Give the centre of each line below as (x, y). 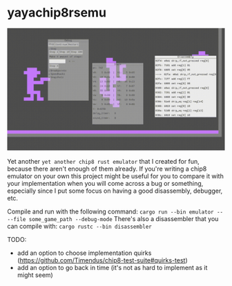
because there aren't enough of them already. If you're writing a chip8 (107, 169)
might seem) (35, 275)
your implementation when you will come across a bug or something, (105, 184)
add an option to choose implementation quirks (84, 253)
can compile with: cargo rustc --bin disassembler (79, 227)
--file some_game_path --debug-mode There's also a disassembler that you (113, 219)
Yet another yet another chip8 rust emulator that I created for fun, (104, 162)
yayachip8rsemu (57, 13)
